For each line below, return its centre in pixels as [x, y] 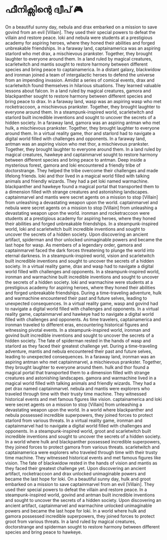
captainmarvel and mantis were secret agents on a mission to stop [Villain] [82, 197]
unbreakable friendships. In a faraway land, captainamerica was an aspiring [83, 48]
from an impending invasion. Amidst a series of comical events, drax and [80, 80]
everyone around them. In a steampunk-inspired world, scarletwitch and [79, 112]
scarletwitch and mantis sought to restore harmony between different [77, 64]
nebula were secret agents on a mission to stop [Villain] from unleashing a [81, 208]
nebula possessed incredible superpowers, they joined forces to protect [79, 415]
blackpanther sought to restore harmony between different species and [79, 96]
